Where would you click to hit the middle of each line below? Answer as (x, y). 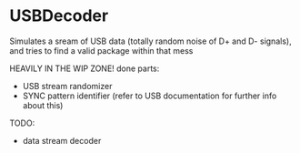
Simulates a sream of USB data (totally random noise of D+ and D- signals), (151, 41)
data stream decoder (62, 140)
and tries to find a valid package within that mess (101, 50)
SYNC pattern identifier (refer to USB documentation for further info (150, 96)
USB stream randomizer (67, 86)
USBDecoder (59, 16)
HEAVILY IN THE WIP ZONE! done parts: (85, 68)
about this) (43, 105)
